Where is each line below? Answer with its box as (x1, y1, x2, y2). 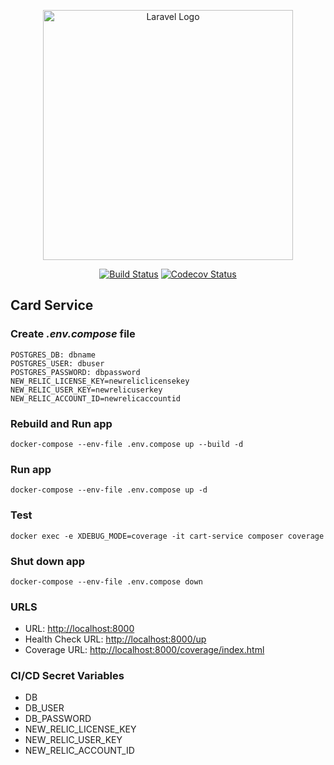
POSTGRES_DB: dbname (10, 350, 97, 360)
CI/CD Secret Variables (10, 669, 125, 683)
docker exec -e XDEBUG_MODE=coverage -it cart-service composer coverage (10, 531, 325, 541)
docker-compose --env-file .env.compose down (10, 576, 203, 587)
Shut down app (10, 554, 86, 568)
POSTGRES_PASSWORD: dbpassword (10, 367, 141, 377)
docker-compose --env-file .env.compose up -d (10, 485, 208, 495)
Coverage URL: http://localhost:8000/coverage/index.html (24, 644, 265, 656)
